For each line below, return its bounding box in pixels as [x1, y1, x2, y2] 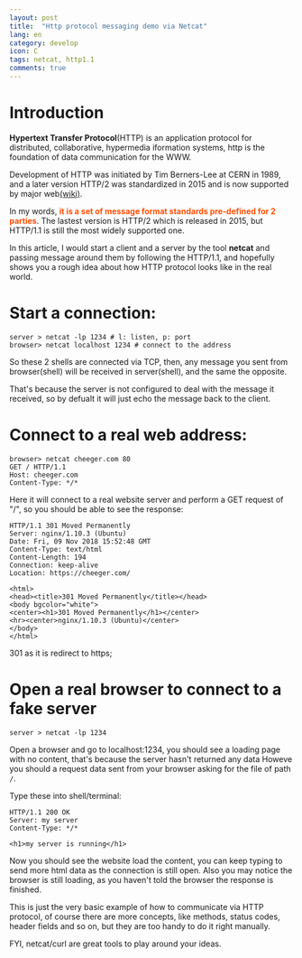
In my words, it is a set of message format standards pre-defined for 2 [9, 205, 277, 217]
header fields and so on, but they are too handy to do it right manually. [9, 920, 270, 931]
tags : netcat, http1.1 [9, 55, 95, 64]
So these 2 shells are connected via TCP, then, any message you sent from [9, 356, 288, 367]
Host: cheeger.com [9, 470, 78, 479]
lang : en [9, 30, 42, 39]
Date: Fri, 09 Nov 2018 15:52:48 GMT [9, 536, 151, 546]
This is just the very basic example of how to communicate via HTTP [9, 901, 264, 912]
